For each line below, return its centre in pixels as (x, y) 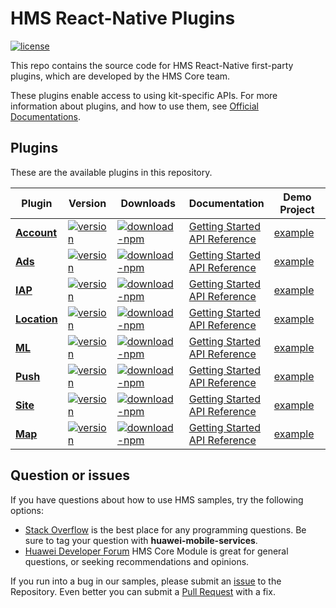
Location (36, 319)
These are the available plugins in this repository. (111, 172)
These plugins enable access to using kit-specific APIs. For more (144, 95)
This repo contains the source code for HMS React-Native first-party (152, 65)
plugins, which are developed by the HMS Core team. (120, 76)
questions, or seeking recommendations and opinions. (137, 561)
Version (87, 203)
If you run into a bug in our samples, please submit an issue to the (146, 581)
